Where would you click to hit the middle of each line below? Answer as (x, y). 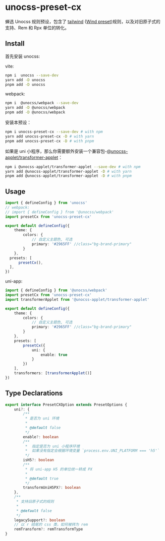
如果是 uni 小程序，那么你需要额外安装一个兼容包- (56, 151)
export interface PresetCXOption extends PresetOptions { (66, 405)
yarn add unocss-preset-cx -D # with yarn (50, 136)
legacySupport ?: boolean (40, 520)
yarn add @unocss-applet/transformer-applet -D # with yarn (69, 171)
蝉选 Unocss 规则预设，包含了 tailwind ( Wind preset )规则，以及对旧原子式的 (83, 21)
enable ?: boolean (41, 437)
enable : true (54, 355)
